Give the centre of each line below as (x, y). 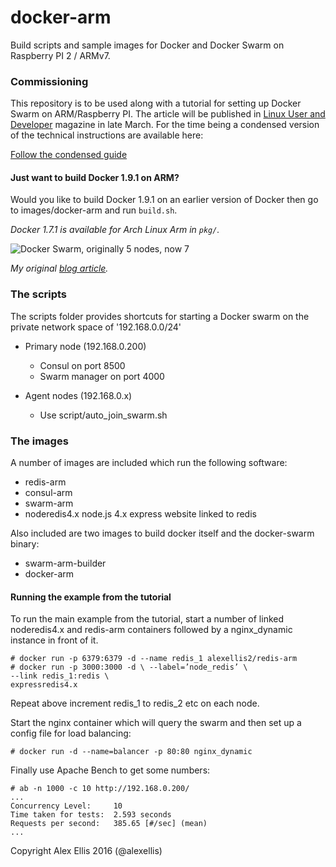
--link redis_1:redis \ (60, 676)
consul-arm (48, 493)
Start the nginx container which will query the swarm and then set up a (156, 723)
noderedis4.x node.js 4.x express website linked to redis (140, 514)
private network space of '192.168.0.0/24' (96, 327)
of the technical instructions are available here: (107, 135)
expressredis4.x (44, 685)
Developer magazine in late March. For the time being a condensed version (165, 125)
